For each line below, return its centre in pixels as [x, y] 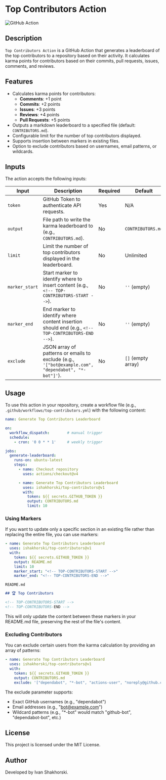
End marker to [59, 309]
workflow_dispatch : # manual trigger [56, 433]
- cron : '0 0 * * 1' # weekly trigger [58, 442]
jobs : [11, 451]
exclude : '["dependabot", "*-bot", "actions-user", [68, 683]
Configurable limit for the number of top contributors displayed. [77, 136]
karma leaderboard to [68, 226]
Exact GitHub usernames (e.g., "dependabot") [59, 701]
